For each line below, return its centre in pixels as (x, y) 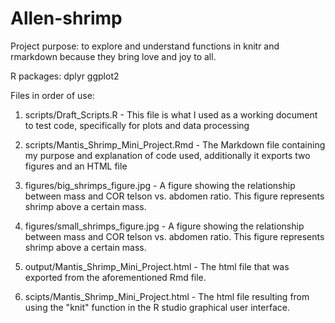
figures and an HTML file (76, 166)
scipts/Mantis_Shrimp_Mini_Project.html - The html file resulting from (167, 296)
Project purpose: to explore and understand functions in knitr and (145, 46)
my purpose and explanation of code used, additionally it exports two (167, 155)
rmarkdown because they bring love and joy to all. (113, 56)
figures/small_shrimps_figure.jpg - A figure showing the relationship (164, 226)
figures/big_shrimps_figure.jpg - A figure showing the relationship (160, 185)
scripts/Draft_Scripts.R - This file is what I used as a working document (171, 114)
